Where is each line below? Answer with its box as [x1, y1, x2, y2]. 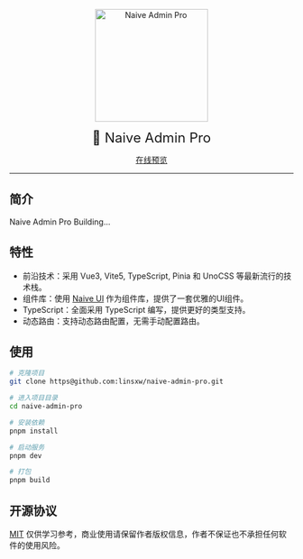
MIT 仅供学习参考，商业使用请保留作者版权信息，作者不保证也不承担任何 [9, 528, 280, 539]
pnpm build [9, 476, 50, 485]
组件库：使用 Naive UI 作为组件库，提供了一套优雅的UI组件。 [22, 293, 249, 304]
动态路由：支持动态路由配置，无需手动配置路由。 [22, 316, 205, 326]
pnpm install [9, 426, 59, 435]
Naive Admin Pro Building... [9, 216, 111, 227]
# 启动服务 [9, 443, 45, 452]
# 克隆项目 [9, 369, 45, 378]
